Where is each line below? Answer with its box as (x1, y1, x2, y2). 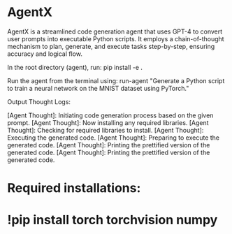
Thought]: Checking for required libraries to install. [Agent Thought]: (7, 126, 204, 134)
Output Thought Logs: (7, 97, 71, 105)
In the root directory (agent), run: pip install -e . (7, 63, 143, 71)
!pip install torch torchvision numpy (7, 212, 218, 228)
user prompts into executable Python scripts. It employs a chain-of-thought (7, 34, 225, 43)
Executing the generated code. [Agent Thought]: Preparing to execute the (7, 133, 220, 142)
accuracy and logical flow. (7, 50, 82, 58)
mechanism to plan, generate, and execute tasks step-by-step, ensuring (7, 42, 215, 50)
